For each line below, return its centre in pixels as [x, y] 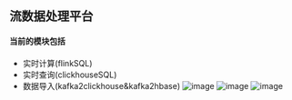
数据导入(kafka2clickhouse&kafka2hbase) [101, 85]
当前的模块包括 [37, 41]
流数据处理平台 [51, 16]
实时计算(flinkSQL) [57, 63]
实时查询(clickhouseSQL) [70, 75]
